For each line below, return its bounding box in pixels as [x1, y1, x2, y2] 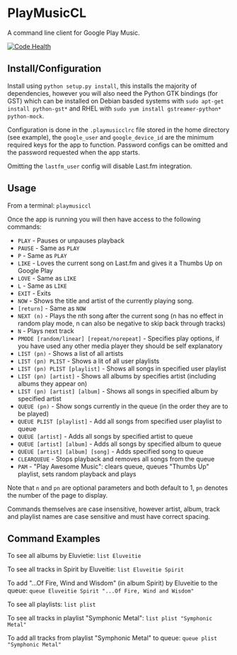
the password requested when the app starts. [7, 147, 140, 157]
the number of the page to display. [7, 491, 108, 499]
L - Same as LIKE [17, 281, 67, 290]
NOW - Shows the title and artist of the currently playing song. [17, 296, 194, 305]
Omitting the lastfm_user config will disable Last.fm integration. [7, 162, 192, 170]
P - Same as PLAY [17, 251, 67, 259]
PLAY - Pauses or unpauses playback [17, 236, 125, 245]
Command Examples [7, 532, 100, 544]
